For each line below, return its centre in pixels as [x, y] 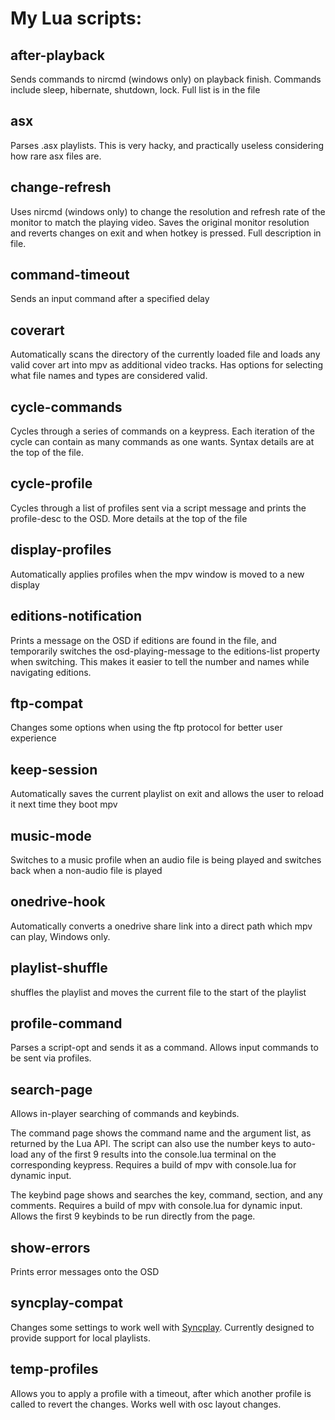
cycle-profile [51, 483]
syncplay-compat [66, 1303]
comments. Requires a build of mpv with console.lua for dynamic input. [156, 1206]
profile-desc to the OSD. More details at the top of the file [129, 518]
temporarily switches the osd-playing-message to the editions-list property [165, 651]
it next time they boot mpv [64, 804]
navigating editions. [51, 672]
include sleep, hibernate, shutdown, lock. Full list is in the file [135, 90]
